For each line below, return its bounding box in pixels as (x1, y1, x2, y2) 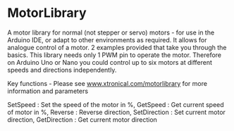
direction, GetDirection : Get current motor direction (7, 115, 157, 124)
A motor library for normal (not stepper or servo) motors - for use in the (7, 28, 215, 37)
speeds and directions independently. (7, 65, 117, 74)
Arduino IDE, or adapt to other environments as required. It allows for (7, 35, 207, 44)
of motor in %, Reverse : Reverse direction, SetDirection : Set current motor (7, 108, 226, 116)
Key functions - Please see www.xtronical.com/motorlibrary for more (7, 79, 208, 87)
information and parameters (7, 87, 89, 95)
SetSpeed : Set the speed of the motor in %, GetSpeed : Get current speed (7, 100, 224, 108)
